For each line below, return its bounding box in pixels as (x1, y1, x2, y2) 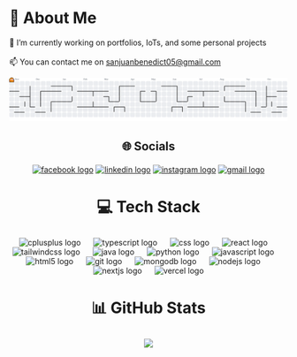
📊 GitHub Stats (91, 298, 206, 317)
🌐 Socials (121, 139, 176, 154)
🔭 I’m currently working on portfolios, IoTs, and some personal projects (9, 37, 267, 48)
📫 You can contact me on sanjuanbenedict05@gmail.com (9, 57, 221, 67)
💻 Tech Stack (96, 196, 201, 216)
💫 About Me (9, 8, 97, 28)
